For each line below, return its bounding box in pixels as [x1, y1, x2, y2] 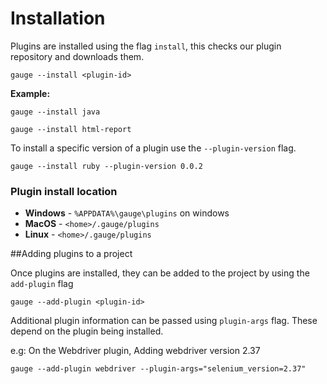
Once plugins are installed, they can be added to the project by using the [10, 267, 310, 279]
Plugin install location [10, 184, 118, 198]
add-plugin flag [10, 278, 74, 290]
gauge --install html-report [10, 124, 132, 134]
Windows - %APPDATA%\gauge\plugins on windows [24, 207, 230, 219]
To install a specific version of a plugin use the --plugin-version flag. [10, 142, 297, 154]
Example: [10, 87, 51, 99]
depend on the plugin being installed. [10, 325, 164, 337]
